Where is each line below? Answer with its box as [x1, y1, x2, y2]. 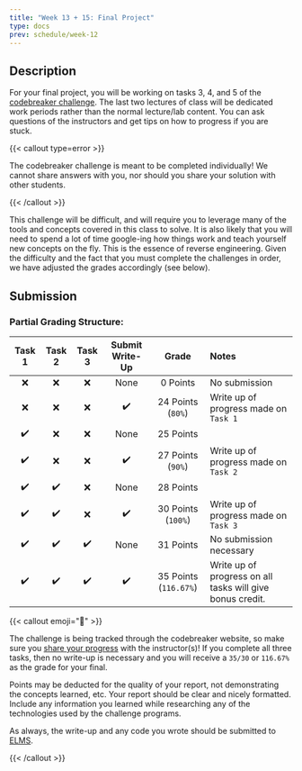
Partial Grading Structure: [9, 315, 124, 328]
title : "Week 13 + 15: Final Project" [9, 13, 155, 23]
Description [9, 63, 76, 78]
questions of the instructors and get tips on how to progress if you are [9, 116, 269, 127]
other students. [9, 179, 66, 190]
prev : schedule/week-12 [9, 30, 99, 39]
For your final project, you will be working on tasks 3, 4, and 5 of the [9, 87, 262, 98]
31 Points [156, 538, 199, 550]
